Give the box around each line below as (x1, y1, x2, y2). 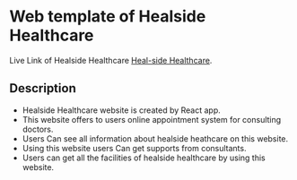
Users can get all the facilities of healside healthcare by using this (22, 152, 266, 163)
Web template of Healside (9, 6, 206, 27)
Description (9, 81, 76, 96)
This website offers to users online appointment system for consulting (22, 114, 282, 124)
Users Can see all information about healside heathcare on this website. (22, 133, 289, 144)
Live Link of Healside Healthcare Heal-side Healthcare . (9, 55, 213, 65)
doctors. (22, 124, 54, 134)
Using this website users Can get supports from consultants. (22, 142, 247, 153)
